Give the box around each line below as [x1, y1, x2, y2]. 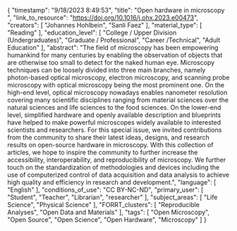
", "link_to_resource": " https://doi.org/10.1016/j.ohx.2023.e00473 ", [7, 13, 199, 22]
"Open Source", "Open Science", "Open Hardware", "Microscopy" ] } [7, 216, 207, 224]
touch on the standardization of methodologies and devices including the [7, 163, 220, 171]
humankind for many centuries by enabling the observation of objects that [7, 51, 223, 59]
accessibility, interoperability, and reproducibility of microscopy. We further [7, 156, 226, 164]
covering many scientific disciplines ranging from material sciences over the [7, 96, 229, 104]
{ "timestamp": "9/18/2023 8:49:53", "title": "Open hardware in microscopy [7, 6, 225, 14]
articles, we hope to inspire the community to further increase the [7, 148, 198, 156]
